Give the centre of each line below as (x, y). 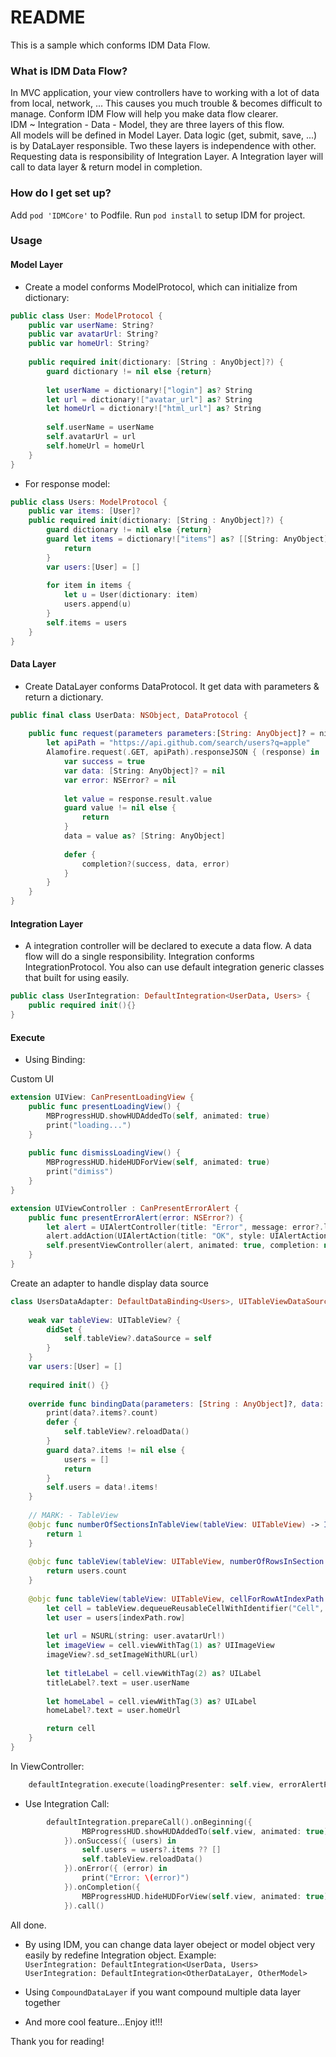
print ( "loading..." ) (89, 1125)
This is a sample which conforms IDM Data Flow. (110, 45)
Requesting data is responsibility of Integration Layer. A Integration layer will (167, 157)
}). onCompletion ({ (102, 1887)
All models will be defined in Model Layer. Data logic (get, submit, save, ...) (164, 135)
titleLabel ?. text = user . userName (118, 1682)
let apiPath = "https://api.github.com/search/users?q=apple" (178, 743)
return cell (71, 1729)
